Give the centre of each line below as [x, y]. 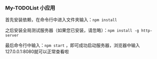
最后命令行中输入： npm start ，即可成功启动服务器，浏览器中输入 [73, 45]
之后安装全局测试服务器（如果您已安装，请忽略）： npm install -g [72, 30]
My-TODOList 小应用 [30, 7]
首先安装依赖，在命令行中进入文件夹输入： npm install [61, 20]
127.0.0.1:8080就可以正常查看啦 [37, 51]
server [12, 35]
